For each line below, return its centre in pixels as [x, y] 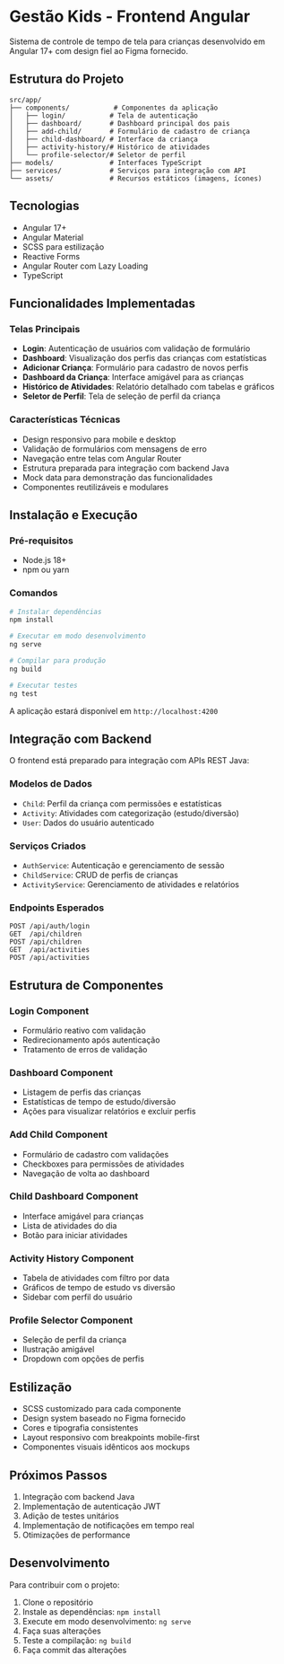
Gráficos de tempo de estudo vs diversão [99, 1288]
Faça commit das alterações [74, 1650]
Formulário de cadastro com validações [95, 1154]
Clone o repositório [58, 1602]
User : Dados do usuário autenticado [88, 823]
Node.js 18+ [44, 560]
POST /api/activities [50, 958]
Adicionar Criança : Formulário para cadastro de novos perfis [135, 368]
